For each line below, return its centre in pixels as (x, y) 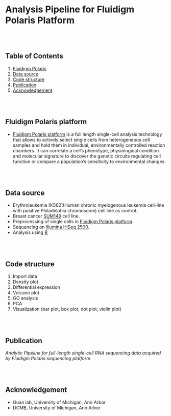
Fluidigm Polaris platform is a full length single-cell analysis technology (87, 134)
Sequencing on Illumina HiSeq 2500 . (51, 227)
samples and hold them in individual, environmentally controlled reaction (89, 145)
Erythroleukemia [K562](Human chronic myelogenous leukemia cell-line (88, 205)
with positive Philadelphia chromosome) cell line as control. (75, 211)
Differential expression (36, 287)
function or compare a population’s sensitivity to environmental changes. (89, 161)
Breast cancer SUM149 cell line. (46, 216)
